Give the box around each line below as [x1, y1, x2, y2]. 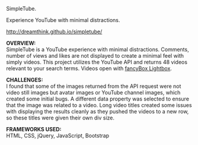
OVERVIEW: [6, 40, 36, 46]
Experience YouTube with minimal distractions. [6, 17, 120, 23]
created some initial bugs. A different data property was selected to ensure [6, 95, 190, 102]
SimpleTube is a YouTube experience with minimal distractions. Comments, [6, 46, 189, 53]
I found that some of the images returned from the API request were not [6, 83, 181, 90]
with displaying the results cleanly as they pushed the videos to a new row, [6, 108, 189, 115]
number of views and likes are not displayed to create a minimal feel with [6, 52, 184, 59]
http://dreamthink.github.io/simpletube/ [6, 28, 103, 35]
